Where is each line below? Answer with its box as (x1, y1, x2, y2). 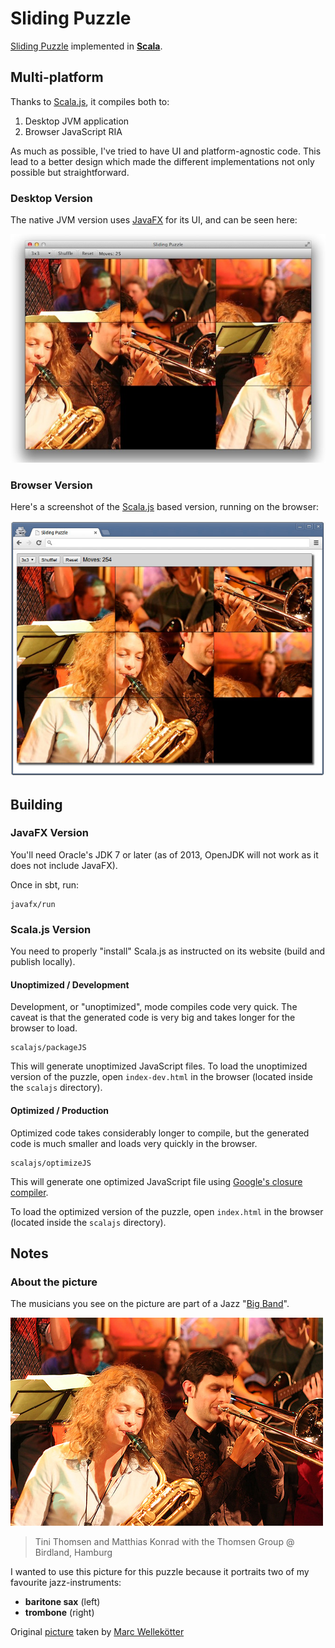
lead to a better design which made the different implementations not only (10, 155, 315, 167)
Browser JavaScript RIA (24, 125, 123, 137)
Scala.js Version (10, 922, 92, 936)
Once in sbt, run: (10, 878, 80, 891)
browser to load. (10, 1022, 78, 1034)
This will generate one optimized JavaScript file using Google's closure (10, 1175, 303, 1187)
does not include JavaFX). (10, 859, 118, 871)
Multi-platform (10, 69, 104, 86)
